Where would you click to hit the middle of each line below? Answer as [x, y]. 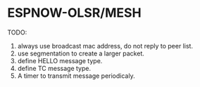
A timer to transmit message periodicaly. [76, 76]
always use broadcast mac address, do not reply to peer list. [105, 46]
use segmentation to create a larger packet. [81, 53]
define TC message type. [54, 68]
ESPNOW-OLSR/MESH [75, 13]
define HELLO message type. [60, 60]
